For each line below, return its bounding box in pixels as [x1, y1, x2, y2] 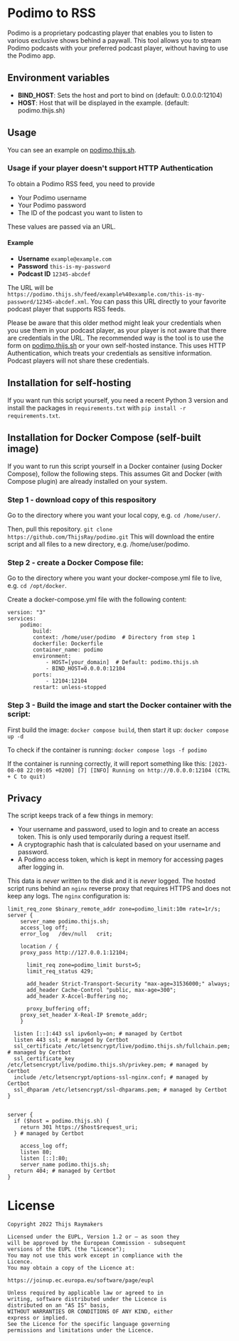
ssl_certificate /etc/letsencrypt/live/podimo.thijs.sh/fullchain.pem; [14, 1042, 231, 1050]
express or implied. [7, 1315, 69, 1322]
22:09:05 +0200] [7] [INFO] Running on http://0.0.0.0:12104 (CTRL [26, 767, 231, 774]
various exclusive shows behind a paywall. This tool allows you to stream [7, 36, 222, 44]
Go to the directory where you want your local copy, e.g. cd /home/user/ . [7, 511, 221, 519]
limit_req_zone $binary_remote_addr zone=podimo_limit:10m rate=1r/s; [7, 906, 221, 913]
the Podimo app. [7, 51, 55, 60]
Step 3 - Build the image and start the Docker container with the [7, 700, 233, 710]
